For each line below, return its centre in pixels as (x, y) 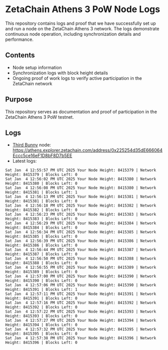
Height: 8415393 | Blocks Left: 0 (41, 316)
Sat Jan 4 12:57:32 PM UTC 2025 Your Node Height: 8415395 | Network (81, 329)
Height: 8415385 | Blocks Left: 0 (41, 237)
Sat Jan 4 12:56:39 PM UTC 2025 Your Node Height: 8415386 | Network (81, 241)
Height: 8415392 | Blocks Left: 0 (41, 307)
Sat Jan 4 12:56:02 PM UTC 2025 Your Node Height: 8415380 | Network (81, 179)
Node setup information (37, 67)
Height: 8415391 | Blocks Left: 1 (41, 290)
